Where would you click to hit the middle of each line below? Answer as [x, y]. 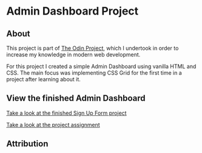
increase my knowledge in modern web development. [73, 55]
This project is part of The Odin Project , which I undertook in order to [93, 48]
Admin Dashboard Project [72, 11]
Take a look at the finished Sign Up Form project [66, 113]
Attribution [27, 144]
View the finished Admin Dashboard [76, 98]
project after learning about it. [43, 79]
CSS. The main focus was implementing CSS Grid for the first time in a [94, 73]
